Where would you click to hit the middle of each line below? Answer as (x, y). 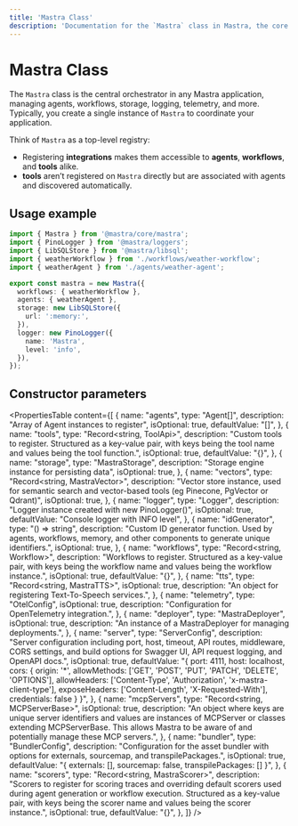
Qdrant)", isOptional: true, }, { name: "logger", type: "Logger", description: (144, 500)
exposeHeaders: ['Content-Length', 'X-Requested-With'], (163, 690)
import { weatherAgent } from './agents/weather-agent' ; (117, 267)
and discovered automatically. (77, 186)
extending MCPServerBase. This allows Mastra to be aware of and (131, 727)
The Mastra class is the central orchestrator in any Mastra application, (137, 94)
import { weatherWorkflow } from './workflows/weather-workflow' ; (135, 259)
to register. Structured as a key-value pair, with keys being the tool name (142, 444)
